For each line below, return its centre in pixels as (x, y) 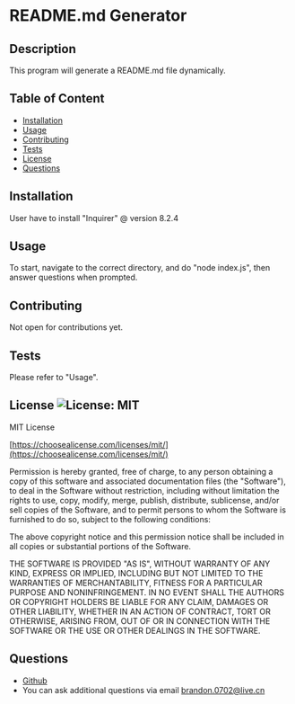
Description (43, 49)
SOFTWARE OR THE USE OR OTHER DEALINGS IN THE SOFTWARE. (135, 630)
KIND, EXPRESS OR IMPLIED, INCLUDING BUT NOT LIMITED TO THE (136, 573)
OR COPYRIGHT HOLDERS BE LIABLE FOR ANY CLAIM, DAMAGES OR (139, 602)
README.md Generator (98, 16)
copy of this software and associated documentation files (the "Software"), (148, 481)
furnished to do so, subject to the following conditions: (110, 519)
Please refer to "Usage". (54, 378)
